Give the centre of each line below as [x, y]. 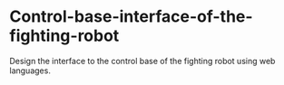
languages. [30, 71]
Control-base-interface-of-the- [131, 17]
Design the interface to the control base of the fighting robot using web [142, 61]
